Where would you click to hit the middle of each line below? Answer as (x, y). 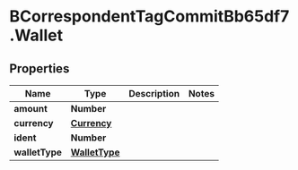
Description (154, 93)
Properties (39, 68)
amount (31, 109)
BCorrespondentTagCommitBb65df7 (149, 17)
